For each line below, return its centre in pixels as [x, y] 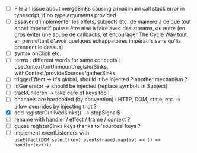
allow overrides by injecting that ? [55, 106]
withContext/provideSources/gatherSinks [65, 73]
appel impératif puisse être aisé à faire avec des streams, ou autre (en [99, 28]
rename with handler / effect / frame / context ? [72, 119]
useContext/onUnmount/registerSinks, [61, 67]
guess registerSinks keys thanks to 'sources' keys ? [77, 126]
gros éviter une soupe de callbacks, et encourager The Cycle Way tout [101, 34]
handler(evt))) [33, 145]
